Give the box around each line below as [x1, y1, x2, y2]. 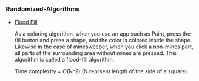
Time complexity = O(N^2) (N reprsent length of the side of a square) [14, 68, 187, 75]
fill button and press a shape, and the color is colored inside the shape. [14, 37, 192, 44]
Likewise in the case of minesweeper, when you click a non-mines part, [14, 43, 194, 50]
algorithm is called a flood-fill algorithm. [14, 56, 115, 63]
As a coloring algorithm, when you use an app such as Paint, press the [14, 30, 191, 37]
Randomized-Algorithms [5, 5, 80, 13]
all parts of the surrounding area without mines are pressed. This [14, 50, 177, 57]
